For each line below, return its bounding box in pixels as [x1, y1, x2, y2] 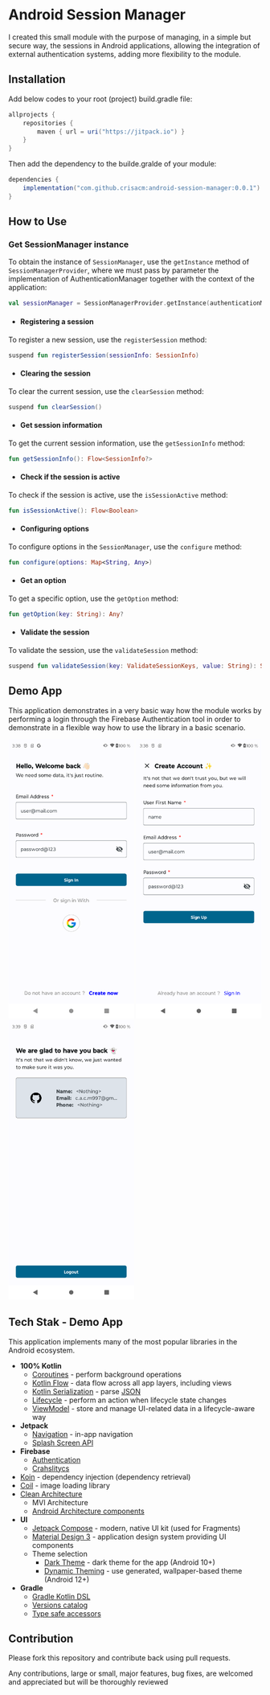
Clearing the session [19, 368, 91, 378]
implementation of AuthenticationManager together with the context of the [8, 274, 255, 284]
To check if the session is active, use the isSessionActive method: [8, 490, 228, 499]
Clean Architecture [19, 1489, 83, 1499]
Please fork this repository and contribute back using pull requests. [8, 1653, 231, 1663]
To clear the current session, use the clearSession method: [8, 386, 204, 396]
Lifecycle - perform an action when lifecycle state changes [31, 1395, 227, 1405]
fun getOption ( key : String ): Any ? [8, 609, 125, 618]
